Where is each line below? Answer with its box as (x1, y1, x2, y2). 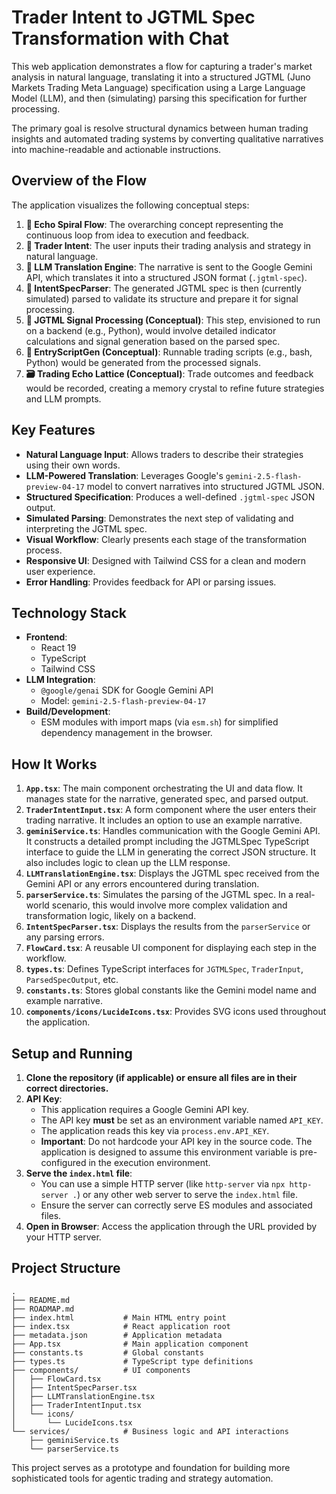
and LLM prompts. (25, 392, 102, 405)
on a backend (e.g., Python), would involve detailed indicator (25, 324, 277, 336)
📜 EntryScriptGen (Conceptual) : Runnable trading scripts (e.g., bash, (25, 346, 313, 358)
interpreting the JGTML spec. (25, 522, 148, 535)
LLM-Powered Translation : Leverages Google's (25, 469, 224, 481)
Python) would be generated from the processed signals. (25, 356, 261, 368)
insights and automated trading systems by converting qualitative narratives (11, 132, 324, 145)
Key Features (11, 422, 96, 439)
